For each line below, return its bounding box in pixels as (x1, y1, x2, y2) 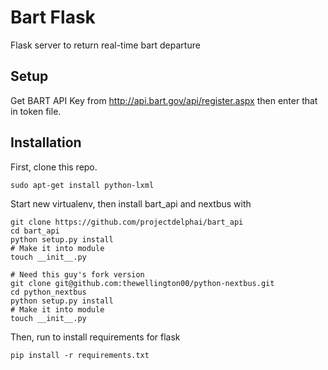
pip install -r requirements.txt (10, 350, 150, 360)
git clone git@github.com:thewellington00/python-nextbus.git (10, 278, 275, 288)
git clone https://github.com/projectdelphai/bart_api (10, 217, 244, 227)
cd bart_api (10, 226, 60, 236)
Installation (10, 134, 82, 151)
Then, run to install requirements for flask (10, 331, 181, 343)
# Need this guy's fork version (10, 269, 145, 280)
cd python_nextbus (10, 287, 87, 297)
